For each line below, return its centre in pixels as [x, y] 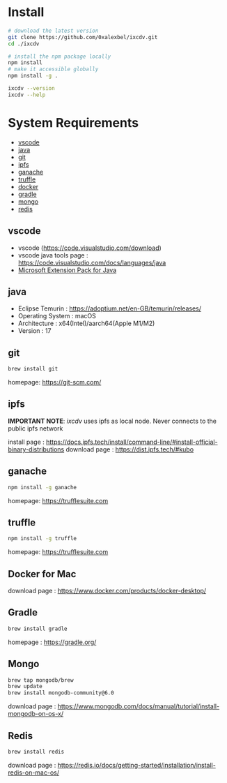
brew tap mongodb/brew [41, 680]
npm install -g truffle [42, 539]
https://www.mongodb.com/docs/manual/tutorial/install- [139, 706]
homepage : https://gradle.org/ [52, 642]
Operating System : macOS [57, 316]
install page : [26, 442]
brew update [25, 687]
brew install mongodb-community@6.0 [61, 693]
